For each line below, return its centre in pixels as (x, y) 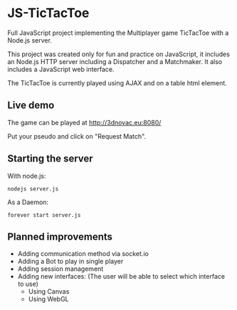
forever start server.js (44, 215)
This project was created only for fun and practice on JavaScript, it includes (118, 54)
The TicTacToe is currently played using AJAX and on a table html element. (117, 82)
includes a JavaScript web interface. (61, 69)
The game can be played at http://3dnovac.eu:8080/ (84, 122)
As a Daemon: (28, 202)
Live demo (31, 106)
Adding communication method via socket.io (83, 254)
